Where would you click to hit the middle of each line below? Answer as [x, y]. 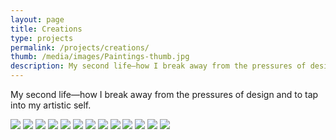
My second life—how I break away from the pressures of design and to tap [164, 94]
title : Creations [46, 29]
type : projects [42, 38]
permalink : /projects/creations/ [80, 47]
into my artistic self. [51, 105]
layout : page [37, 19]
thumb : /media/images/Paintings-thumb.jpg [100, 57]
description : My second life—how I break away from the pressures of [158, 66]
